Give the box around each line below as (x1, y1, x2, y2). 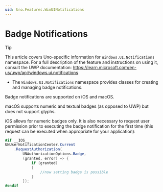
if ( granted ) (31, 160, 58, 166)
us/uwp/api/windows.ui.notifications (5, 70, 78, 75)
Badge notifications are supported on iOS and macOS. (5, 94, 115, 99)
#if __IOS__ (5, 138, 29, 143)
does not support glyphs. (5, 108, 56, 114)
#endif (5, 183, 19, 189)
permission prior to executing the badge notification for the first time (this (5, 123, 153, 129)
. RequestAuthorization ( (14, 147, 63, 152)
